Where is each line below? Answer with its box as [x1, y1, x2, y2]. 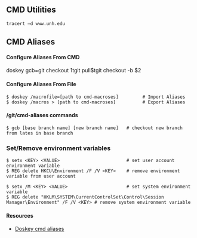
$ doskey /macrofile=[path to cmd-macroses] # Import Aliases [6, 94, 186, 100]
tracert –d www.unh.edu [6, 20, 66, 26]
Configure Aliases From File [6, 81, 76, 87]
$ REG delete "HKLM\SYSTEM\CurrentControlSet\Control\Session [6, 194, 164, 200]
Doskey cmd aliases [14, 225, 64, 233]
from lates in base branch [6, 130, 73, 136]
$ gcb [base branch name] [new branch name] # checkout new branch [6, 125, 183, 131]
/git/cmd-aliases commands [6, 112, 79, 119]
